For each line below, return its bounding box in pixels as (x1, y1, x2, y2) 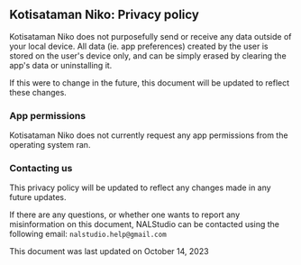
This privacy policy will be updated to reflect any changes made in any (9, 182, 272, 193)
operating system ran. (9, 140, 91, 151)
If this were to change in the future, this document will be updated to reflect (9, 77, 290, 88)
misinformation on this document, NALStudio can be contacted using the (9, 219, 280, 230)
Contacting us (9, 162, 73, 175)
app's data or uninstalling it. (9, 59, 113, 70)
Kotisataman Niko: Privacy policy (9, 7, 200, 23)
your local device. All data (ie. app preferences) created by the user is (9, 41, 269, 51)
